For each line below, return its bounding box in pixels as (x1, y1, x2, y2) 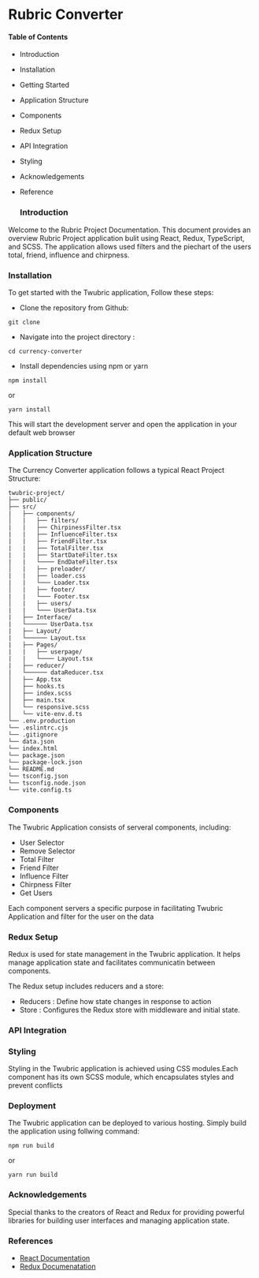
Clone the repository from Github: (19, 302, 129, 313)
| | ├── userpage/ (8, 648, 83, 656)
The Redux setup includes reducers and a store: (8, 981, 164, 991)
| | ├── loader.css (8, 572, 87, 580)
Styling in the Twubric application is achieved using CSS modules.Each (8, 1064, 239, 1074)
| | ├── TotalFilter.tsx (8, 545, 104, 553)
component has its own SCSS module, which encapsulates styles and (8, 1072, 235, 1082)
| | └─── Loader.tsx (8, 579, 90, 587)
